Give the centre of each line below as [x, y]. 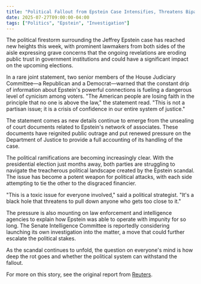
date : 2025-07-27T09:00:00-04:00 [48, 17]
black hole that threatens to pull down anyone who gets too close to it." [94, 201]
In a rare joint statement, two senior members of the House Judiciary [91, 77]
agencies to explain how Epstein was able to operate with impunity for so [96, 219]
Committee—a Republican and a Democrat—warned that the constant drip [98, 83]
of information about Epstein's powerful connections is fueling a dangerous [99, 90]
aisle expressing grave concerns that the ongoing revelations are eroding [96, 53]
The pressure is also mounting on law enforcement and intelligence [89, 213]
